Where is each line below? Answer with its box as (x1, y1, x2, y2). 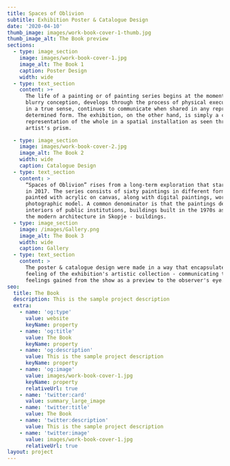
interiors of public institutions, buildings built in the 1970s (25, 207, 216, 214)
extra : (13, 302, 32, 309)
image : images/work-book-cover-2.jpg (19, 143, 127, 151)
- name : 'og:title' (19, 328, 75, 335)
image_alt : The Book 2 (19, 150, 84, 157)
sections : (7, 42, 36, 49)
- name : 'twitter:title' (19, 404, 90, 411)
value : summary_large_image (25, 398, 106, 404)
